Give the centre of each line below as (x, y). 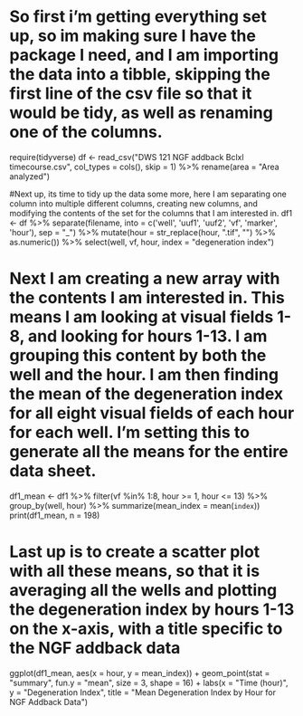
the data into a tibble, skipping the (140, 75)
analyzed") (30, 176)
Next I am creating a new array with (145, 279)
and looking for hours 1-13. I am (147, 336)
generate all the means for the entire (149, 452)
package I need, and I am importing (144, 55)
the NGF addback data (95, 648)
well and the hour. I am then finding (144, 375)
